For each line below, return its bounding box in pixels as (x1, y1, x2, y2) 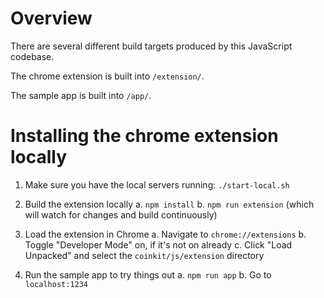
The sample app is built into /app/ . (10, 89, 152, 101)
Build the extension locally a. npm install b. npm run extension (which (24, 198, 315, 210)
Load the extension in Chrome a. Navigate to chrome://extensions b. (24, 228, 307, 240)
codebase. (10, 50, 55, 62)
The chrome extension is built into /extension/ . (10, 70, 205, 82)
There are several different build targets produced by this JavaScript (10, 40, 293, 52)
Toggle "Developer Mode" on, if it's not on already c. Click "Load (24, 238, 293, 251)
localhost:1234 (24, 279, 89, 289)
